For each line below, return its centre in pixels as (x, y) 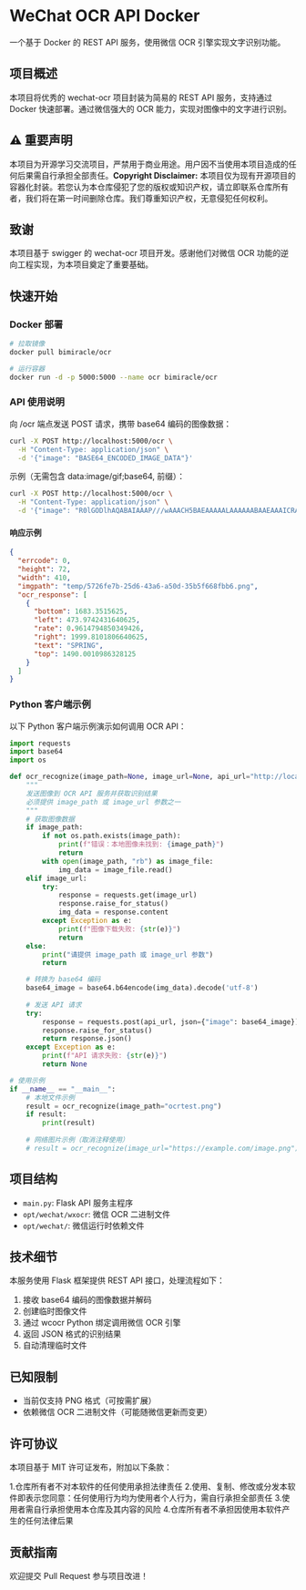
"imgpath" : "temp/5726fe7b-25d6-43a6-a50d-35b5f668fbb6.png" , (138, 586)
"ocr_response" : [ (53, 595)
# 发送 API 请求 (54, 1005)
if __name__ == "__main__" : (63, 1089)
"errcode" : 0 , (44, 561)
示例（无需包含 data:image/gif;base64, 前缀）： (97, 477)
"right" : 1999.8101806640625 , (91, 637)
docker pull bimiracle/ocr (61, 352)
